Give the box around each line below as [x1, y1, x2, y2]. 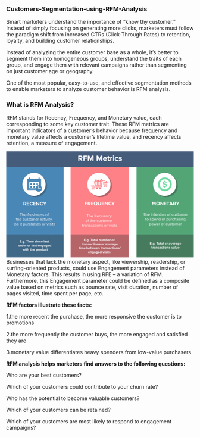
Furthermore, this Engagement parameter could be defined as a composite [6, 277, 190, 284]
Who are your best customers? [6, 372, 82, 379]
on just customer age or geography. [6, 68, 94, 75]
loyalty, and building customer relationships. [6, 38, 115, 45]
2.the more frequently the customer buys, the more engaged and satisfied [6, 330, 188, 338]
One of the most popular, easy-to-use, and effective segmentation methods [6, 79, 192, 86]
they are [6, 337, 27, 344]
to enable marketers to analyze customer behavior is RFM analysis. [6, 86, 171, 93]
